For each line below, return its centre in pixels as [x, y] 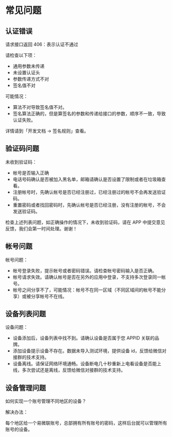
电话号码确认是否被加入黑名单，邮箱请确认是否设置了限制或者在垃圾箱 [87, 179]
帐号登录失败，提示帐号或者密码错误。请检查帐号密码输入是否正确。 [85, 270]
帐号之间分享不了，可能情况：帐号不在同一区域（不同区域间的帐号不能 [87, 290]
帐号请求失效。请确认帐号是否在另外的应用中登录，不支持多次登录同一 [87, 277]
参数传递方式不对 [31, 79]
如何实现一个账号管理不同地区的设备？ [46, 401]
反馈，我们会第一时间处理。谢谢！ [41, 228]
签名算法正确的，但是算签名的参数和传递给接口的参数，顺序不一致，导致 [89, 114]
